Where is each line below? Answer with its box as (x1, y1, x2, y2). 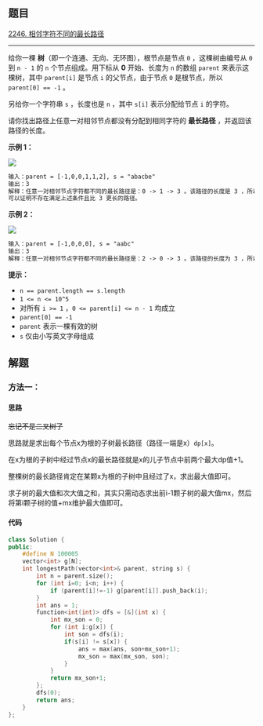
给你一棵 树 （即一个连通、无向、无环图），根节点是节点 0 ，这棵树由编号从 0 (8, 53, 253, 62)
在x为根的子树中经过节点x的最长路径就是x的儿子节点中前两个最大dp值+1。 (8, 455, 248, 465)
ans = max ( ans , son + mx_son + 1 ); (77, 645, 180, 653)
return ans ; (36, 696, 76, 704)
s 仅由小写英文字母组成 (19, 331, 94, 341)
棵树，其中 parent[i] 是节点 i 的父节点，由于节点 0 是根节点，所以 (8, 72, 223, 82)
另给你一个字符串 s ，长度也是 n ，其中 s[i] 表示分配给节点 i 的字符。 (8, 99, 233, 108)
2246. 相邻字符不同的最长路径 (8, 29, 105, 38)
